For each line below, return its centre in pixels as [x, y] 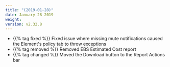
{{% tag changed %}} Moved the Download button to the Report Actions [89, 55]
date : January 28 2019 [29, 15]
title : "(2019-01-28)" [29, 10]
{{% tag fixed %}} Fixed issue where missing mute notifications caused [88, 39]
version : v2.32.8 [24, 24]
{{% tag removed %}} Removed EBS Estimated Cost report [74, 49]
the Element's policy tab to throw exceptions [59, 44]
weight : [14, 19]
